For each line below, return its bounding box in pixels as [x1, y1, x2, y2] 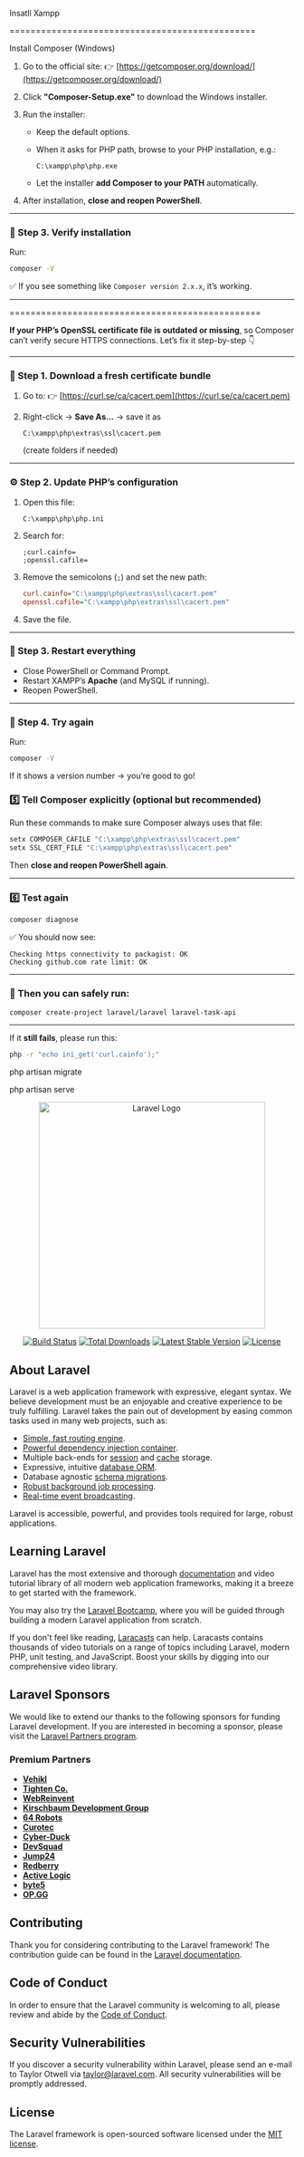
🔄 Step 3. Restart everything [9, 645, 136, 658]
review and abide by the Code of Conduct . [9, 2008, 167, 2019]
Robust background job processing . [22, 1481, 157, 1492]
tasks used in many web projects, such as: [9, 1415, 168, 1426]
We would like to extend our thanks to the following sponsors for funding [9, 1711, 280, 1722]
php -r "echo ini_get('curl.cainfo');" [9, 1050, 160, 1059]
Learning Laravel [9, 1544, 107, 1559]
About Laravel [9, 1363, 90, 1378]
